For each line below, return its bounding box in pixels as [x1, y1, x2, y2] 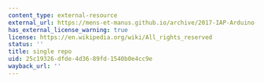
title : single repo [8, 48, 72, 55]
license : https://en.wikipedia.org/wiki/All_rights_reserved [8, 33, 213, 41]
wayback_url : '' [8, 62, 61, 70]
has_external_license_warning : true [8, 26, 128, 34]
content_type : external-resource [8, 11, 118, 20]
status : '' [8, 41, 44, 48]
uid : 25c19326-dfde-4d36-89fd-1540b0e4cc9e [8, 55, 153, 63]
